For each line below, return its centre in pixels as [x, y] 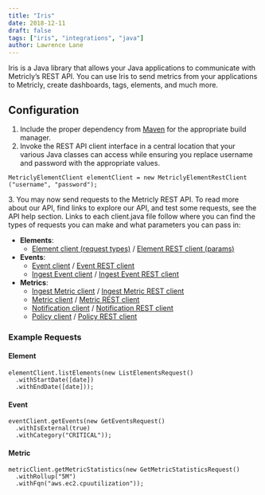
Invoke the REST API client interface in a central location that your [128, 146]
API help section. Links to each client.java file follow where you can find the [132, 216]
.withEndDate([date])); [55, 387]
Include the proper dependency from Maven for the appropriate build [133, 129]
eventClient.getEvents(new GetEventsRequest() [87, 422]
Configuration [44, 110]
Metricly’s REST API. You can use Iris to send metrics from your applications [133, 77]
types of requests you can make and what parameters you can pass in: [125, 225]
